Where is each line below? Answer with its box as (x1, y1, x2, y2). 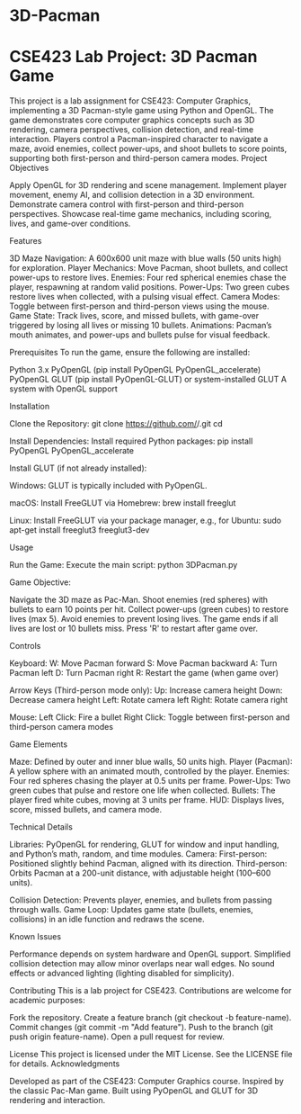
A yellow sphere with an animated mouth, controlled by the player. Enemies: (9, 766, 290, 777)
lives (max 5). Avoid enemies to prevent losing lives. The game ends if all (9, 614, 279, 624)
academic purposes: (9, 995, 85, 1006)
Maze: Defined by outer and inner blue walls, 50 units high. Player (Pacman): (9, 757, 293, 768)
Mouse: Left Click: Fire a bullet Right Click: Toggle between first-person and (9, 712, 290, 723)
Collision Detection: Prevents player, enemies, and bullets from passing (9, 894, 272, 905)
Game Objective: (9, 577, 72, 588)
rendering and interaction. (9, 1095, 106, 1106)
